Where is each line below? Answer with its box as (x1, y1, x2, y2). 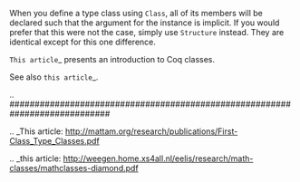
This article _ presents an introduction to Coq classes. (9, 54, 216, 64)
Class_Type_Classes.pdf (9, 136, 100, 146)
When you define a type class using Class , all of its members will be (9, 8, 263, 18)
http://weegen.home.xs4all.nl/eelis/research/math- (63, 153, 254, 164)
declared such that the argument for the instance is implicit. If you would (9, 17, 280, 28)
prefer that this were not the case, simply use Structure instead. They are (9, 27, 285, 37)
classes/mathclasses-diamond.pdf (9, 163, 139, 173)
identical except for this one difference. (9, 36, 157, 47)
